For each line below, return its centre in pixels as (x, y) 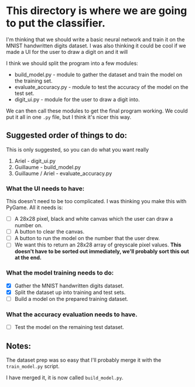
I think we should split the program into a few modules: (72, 63)
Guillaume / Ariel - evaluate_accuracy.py (63, 173)
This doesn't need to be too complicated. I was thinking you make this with (96, 201)
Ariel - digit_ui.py (35, 161)
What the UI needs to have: (45, 189)
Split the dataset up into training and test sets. (70, 292)
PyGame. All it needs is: (35, 208)
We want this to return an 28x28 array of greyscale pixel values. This (98, 245)
